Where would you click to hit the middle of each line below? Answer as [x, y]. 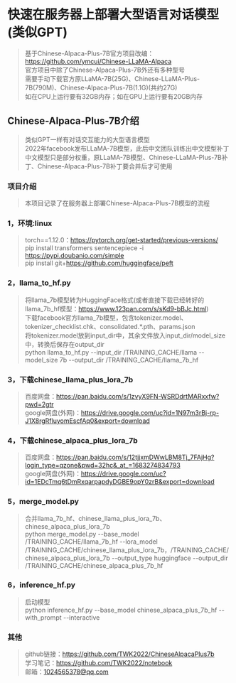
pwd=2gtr [39, 404]
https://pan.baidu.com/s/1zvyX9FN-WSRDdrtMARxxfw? [138, 396]
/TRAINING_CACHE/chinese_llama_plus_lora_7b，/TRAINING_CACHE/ [127, 550]
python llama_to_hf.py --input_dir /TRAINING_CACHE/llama [111, 352]
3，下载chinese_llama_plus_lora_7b [70, 380]
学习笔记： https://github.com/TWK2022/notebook [98, 663]
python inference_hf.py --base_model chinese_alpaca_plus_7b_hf [121, 610]
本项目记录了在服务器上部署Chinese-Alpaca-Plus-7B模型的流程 [117, 203]
